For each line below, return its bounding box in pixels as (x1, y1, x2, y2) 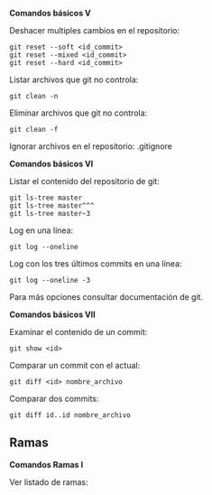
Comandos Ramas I (9, 459, 84, 470)
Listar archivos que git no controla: (9, 74, 139, 85)
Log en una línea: (9, 225, 74, 236)
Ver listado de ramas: (9, 476, 88, 487)
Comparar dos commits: (9, 393, 99, 404)
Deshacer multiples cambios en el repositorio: (9, 25, 180, 35)
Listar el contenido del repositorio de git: (9, 176, 160, 186)
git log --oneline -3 (9, 276, 91, 285)
